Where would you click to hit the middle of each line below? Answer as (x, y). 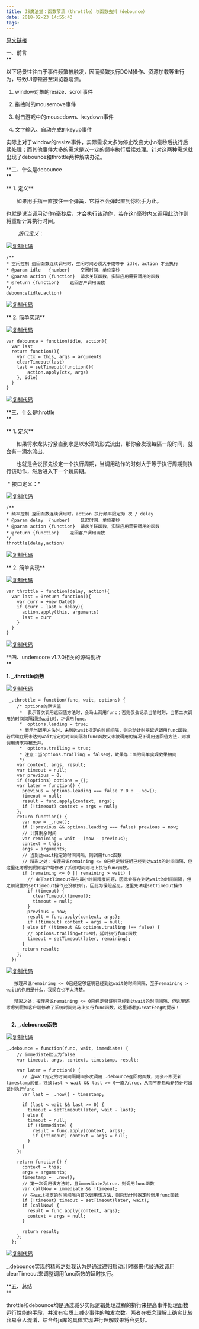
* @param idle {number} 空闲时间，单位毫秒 (63, 270)
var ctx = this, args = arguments (59, 357)
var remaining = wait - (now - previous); (75, 839)
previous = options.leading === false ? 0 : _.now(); (90, 791)
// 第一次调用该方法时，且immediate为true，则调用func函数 (88, 1184)
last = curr (36, 617)
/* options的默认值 (39, 706)
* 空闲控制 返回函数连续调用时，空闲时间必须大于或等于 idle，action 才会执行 (92, 264)
